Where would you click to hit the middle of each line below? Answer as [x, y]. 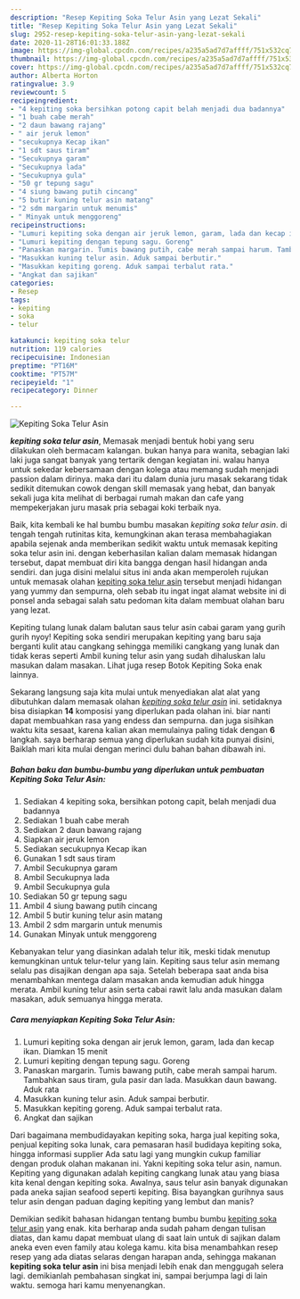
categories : [32, 283]
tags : [20, 300]
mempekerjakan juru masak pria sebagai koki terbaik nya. [116, 508]
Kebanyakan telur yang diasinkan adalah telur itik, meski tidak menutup [140, 952]
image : [22, 51]
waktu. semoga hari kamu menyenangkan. [88, 1286]
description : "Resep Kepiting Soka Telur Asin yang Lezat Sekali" [136, 17]
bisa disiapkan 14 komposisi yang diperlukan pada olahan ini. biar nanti [140, 712]
